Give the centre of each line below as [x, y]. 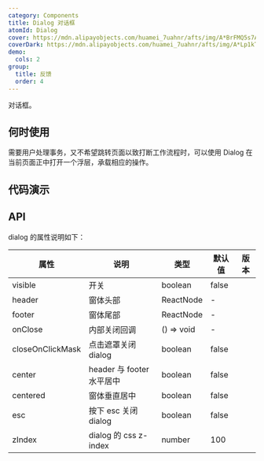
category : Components [44, 15]
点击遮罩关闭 [113, 344]
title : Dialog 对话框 [42, 23]
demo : [17, 52]
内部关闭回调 [113, 329]
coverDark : [26, 45]
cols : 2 [28, 60]
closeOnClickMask [47, 349]
